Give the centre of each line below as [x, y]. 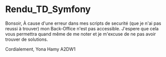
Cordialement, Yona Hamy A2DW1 [40, 49]
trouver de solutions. [27, 39]
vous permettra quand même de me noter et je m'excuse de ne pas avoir [80, 34]
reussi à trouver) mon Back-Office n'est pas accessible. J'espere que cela [82, 28]
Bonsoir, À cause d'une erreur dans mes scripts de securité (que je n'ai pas [83, 23]
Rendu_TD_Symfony [48, 9]
